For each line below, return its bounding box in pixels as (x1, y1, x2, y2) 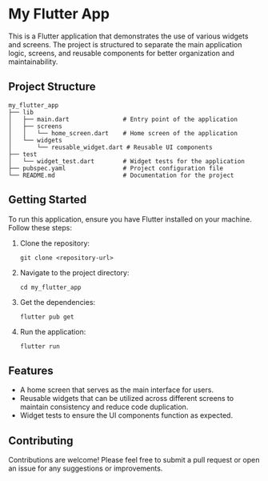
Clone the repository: (19, 238, 90, 248)
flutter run (19, 342, 60, 351)
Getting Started (8, 193, 87, 206)
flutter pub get (19, 313, 74, 321)
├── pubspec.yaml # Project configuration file (8, 164, 224, 172)
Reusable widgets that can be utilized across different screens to (19, 394, 234, 403)
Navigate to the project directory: (19, 267, 130, 277)
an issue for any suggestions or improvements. (8, 463, 163, 473)
